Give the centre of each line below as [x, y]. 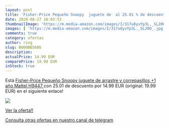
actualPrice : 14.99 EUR [30, 57]
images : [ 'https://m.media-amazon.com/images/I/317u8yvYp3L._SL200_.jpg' [85, 29]
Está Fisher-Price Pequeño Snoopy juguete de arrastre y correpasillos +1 [80, 81]
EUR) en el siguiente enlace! [34, 91]
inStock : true [20, 66]
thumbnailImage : [22, 24]
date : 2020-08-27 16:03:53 [33, 19]
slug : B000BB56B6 [23, 47]
